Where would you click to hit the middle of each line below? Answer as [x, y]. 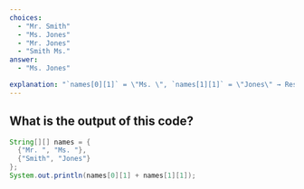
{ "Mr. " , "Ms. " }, [52, 150]
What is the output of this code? [102, 122]
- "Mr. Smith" [44, 26]
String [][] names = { [50, 142]
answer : [24, 60]
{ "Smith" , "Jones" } [54, 159]
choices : [26, 18]
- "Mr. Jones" [44, 43]
